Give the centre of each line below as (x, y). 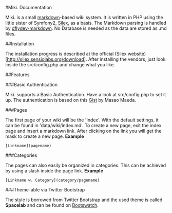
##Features (17, 75)
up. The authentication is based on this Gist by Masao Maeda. (71, 100)
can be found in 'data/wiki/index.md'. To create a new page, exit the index (83, 125)
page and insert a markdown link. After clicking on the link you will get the (83, 131)
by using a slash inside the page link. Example (54, 171)
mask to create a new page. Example (45, 136)
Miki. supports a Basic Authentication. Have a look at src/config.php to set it (86, 94)
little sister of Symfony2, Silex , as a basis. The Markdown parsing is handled (86, 23)
